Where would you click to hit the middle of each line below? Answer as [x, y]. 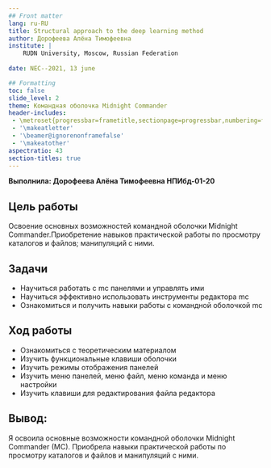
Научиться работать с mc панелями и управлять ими [112, 288]
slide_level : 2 [34, 98]
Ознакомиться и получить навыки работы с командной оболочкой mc [141, 305]
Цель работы [43, 207]
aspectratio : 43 [35, 150]
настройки [38, 384]
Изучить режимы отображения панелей [89, 367]
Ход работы [40, 331]
